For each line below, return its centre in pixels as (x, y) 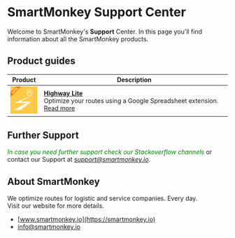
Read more (59, 108)
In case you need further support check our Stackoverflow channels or (110, 152)
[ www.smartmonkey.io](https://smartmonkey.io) (86, 219)
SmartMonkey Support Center (97, 12)
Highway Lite (63, 93)
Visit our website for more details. (56, 206)
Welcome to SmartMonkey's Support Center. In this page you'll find (105, 31)
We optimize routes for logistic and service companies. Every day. (102, 198)
